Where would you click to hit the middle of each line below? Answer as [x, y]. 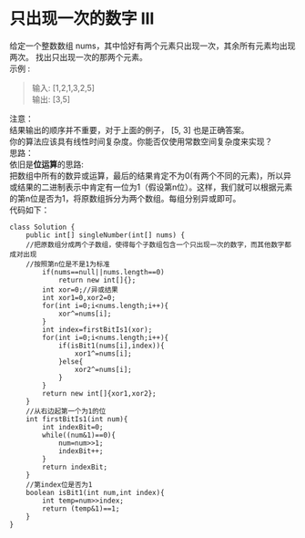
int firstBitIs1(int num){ [77, 419]
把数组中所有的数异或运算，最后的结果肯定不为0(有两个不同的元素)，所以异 [151, 175]
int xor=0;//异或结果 [80, 290]
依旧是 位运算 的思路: [47, 164]
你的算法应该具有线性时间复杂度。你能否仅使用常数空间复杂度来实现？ [141, 141]
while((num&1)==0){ [79, 435]
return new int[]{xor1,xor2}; [99, 393]
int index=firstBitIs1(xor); [97, 329]
